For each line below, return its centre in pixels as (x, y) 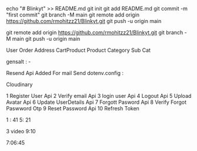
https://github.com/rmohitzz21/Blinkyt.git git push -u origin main (84, 21)
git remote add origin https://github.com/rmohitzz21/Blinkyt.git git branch (95, 32)
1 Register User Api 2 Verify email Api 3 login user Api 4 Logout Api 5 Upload (99, 96)
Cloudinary (19, 84)
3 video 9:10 (21, 131)
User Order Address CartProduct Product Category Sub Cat (79, 50)
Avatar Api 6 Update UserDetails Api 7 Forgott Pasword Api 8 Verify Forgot (96, 102)
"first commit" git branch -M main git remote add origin (73, 15)
